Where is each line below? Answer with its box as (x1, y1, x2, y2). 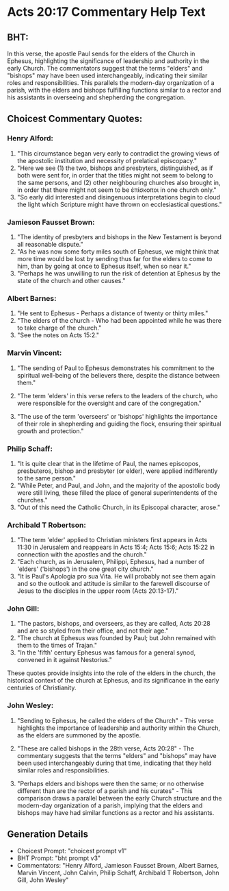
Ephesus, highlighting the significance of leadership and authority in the (7, 57, 210, 65)
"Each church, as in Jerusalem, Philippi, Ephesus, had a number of (16, 558, 205, 566)
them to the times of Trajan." (16, 642, 98, 650)
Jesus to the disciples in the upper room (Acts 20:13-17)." (16, 587, 179, 595)
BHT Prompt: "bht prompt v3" (16, 854, 101, 862)
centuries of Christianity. (7, 683, 77, 692)
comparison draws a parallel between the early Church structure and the (16, 794, 222, 802)
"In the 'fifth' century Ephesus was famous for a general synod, (16, 648, 196, 657)
